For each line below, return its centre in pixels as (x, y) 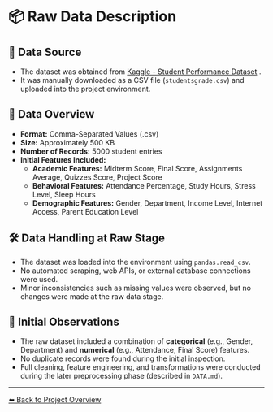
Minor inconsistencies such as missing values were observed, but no (136, 288)
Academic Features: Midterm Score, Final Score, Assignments (137, 168)
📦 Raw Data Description (93, 17)
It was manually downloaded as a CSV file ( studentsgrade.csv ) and (132, 80)
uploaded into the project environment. (85, 89)
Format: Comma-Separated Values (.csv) (89, 134)
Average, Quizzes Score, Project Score (97, 177)
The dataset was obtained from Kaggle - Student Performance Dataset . (141, 72)
